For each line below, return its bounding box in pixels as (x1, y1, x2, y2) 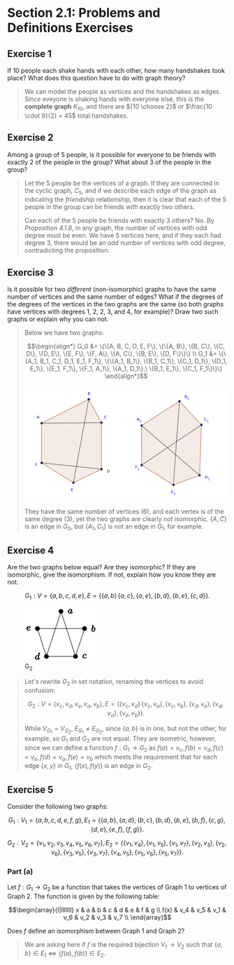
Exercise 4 (7, 544, 54, 556)
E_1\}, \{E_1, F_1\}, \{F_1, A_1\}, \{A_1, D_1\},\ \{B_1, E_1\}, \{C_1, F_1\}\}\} (29, 365, 223, 373)
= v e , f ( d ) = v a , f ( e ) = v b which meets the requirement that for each (24, 753, 218, 762)
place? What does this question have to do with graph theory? (7, 74, 186, 82)
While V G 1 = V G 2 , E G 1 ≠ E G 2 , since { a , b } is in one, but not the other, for (24, 724, 227, 736)
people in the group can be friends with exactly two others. (24, 203, 195, 211)
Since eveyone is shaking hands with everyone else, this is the (24, 95, 205, 103)
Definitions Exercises (7, 20, 133, 36)
